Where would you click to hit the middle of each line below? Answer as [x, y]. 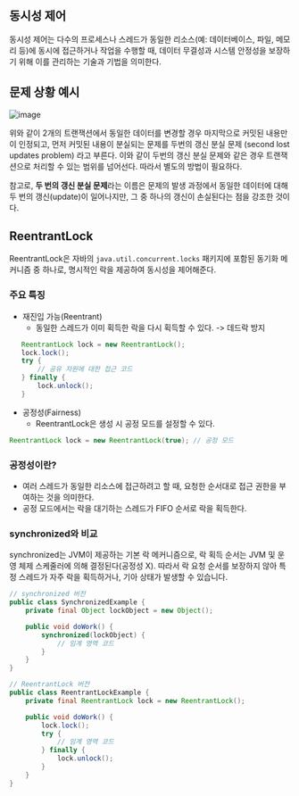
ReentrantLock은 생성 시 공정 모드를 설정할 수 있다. [125, 423]
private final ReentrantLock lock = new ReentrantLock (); [135, 701]
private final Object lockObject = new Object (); [120, 611]
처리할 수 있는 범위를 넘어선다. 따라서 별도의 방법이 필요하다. [137, 166]
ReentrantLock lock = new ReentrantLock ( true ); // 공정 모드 [121, 440]
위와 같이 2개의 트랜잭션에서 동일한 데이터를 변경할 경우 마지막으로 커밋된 [137, 133]
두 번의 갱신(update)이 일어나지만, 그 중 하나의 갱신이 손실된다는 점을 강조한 [141, 196]
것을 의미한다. [70, 497]
